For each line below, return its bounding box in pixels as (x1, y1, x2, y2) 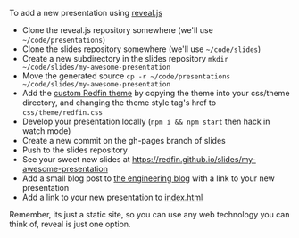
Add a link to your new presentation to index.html (21, 192, 203, 202)
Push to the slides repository (21, 144, 128, 155)
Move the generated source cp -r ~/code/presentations (21, 70, 230, 81)
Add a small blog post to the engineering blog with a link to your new (21, 173, 275, 184)
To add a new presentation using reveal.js (9, 8, 163, 18)
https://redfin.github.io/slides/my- (132, 154, 257, 164)
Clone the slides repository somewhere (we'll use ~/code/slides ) (21, 44, 262, 54)
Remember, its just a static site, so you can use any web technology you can (9, 209, 290, 219)
